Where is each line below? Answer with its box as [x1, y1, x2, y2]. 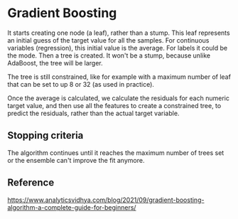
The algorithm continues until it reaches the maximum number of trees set [7, 148, 225, 157]
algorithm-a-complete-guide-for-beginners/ [7, 203, 136, 211]
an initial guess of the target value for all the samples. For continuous [7, 36, 210, 44]
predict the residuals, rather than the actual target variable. [7, 109, 180, 117]
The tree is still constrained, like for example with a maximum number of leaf [7, 73, 231, 81]
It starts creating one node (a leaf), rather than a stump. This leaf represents [7, 28, 230, 37]
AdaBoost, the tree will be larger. [7, 58, 103, 67]
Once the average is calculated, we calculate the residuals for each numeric [7, 94, 229, 102]
